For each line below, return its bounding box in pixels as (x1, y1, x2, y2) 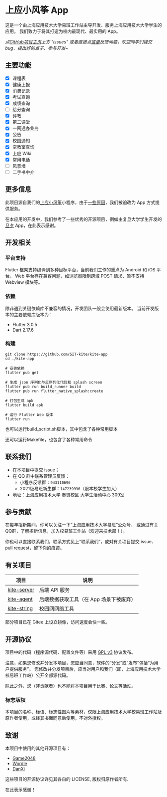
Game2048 (12, 755, 36, 761)
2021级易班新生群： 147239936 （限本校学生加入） (19, 485, 120, 491)
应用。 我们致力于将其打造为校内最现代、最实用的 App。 (5, 28, 121, 34)
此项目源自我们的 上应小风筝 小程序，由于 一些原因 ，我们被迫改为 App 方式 (5, 199, 156, 205)
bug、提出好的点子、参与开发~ (5, 45, 69, 51)
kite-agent (7, 596, 33, 602)
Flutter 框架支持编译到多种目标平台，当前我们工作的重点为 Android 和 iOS (5, 267, 156, 273)
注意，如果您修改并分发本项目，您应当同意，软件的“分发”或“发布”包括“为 (5, 660, 154, 666)
